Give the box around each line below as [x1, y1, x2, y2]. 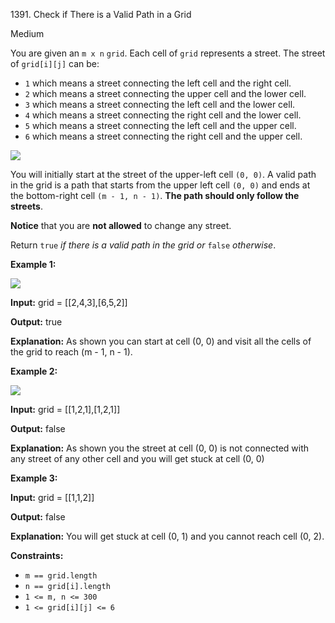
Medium [10, 28, 45, 39]
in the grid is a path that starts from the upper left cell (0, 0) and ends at [10, 179, 311, 191]
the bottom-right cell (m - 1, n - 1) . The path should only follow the [10, 190, 300, 201]
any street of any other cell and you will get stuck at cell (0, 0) [10, 453, 265, 464]
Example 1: [10, 259, 57, 270]
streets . [10, 200, 43, 212]
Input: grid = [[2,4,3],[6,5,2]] [10, 297, 128, 308]
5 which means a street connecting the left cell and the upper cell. [24, 120, 297, 131]
